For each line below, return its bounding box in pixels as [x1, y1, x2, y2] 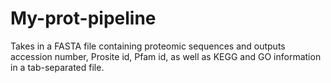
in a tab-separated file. [10, 61, 105, 73]
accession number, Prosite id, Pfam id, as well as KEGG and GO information [10, 50, 322, 62]
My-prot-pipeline [10, 7, 157, 30]
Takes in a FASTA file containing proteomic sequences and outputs [10, 40, 286, 52]
